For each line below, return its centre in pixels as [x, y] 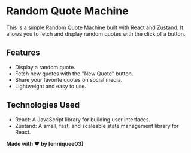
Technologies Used [43, 105]
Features [23, 53]
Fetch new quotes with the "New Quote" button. [74, 74]
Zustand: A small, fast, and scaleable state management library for [97, 126]
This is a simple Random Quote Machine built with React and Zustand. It [95, 27]
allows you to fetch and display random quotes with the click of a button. [96, 33]
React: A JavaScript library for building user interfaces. [83, 119]
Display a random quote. [45, 67]
